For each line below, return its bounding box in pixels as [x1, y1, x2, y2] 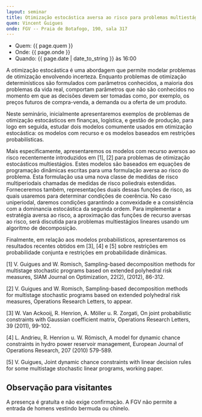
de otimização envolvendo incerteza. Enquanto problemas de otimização [6, 73, 187, 80]
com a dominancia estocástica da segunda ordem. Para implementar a [6, 205, 182, 213]
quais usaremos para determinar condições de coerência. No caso [6, 192, 171, 199]
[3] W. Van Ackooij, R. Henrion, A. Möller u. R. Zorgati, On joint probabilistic [6, 310, 192, 317]
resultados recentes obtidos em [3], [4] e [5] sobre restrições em [6, 242, 168, 250]
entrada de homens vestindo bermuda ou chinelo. [6, 405, 130, 412]
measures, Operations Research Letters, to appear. [6, 298, 133, 305]
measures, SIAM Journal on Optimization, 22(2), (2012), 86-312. [6, 274, 165, 281]
